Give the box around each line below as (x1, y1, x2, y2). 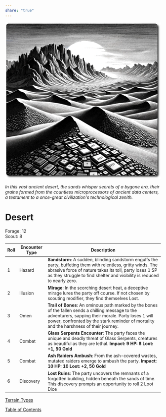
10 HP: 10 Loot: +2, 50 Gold (47, 363, 106, 369)
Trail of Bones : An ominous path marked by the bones (47, 302, 158, 308)
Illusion (19, 290, 34, 296)
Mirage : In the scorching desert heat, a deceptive (47, 285, 148, 291)
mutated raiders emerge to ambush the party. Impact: (47, 358, 157, 364)
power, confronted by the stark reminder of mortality (47, 318, 155, 324)
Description (90, 247, 116, 253)
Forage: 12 (5, 228, 27, 234)
